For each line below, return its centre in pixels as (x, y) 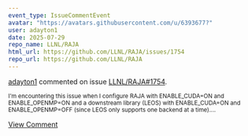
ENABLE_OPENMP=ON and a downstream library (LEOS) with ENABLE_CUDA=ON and (124, 103)
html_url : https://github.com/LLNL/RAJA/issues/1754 (96, 52)
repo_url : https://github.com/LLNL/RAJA (76, 60)
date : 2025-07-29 (37, 37)
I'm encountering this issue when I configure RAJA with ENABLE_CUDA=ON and (116, 96)
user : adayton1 (33, 30)
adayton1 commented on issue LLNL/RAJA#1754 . (88, 81)
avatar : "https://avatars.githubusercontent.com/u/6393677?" (111, 23)
